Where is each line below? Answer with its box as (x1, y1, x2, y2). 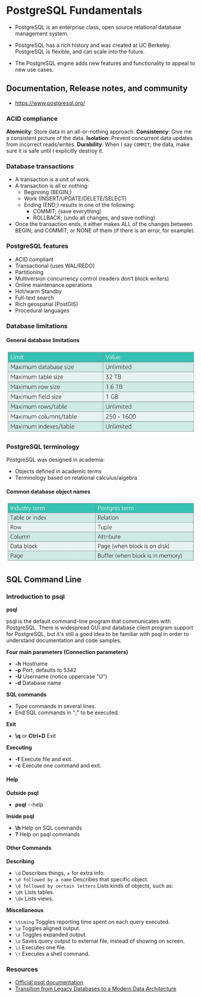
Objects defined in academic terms (14, 467, 102, 475)
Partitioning (14, 268, 44, 275)
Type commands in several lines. (14, 703, 97, 710)
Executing (6, 744, 32, 752)
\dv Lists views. (14, 895, 54, 902)
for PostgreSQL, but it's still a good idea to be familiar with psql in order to (6, 631, 189, 638)
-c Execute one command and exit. (14, 762, 102, 770)
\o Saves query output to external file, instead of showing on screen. (14, 937, 185, 944)
